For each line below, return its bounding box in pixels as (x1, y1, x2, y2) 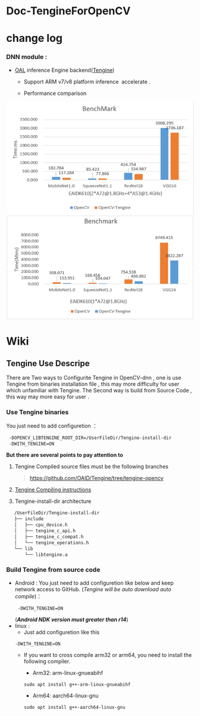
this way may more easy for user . (6, 393, 89, 400)
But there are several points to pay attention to (6, 451, 123, 459)
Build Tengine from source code (6, 566, 101, 574)
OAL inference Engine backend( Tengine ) (14, 66, 115, 73)
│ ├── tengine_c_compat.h (14, 534, 84, 540)
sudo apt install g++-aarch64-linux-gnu (23, 704, 126, 710)
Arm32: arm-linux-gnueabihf (32, 669, 103, 676)
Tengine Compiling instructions (14, 486, 92, 493)
